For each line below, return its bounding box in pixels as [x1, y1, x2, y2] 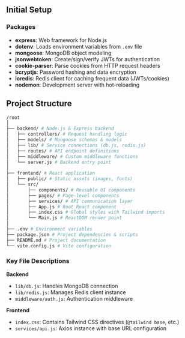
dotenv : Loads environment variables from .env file [14, 43, 142, 50]
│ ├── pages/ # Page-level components [6, 192, 120, 199]
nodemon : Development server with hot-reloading [14, 81, 140, 88]
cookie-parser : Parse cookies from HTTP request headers [14, 62, 160, 69]
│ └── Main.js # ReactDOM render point [6, 215, 122, 221]
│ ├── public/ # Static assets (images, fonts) [6, 176, 133, 182]
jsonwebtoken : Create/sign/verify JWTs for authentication [14, 55, 160, 62]
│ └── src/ [6, 181, 39, 187]
